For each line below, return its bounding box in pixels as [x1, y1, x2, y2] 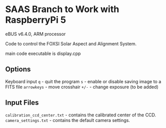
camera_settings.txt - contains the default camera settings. [5, 117, 130, 123]
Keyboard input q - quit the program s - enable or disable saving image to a [5, 78, 161, 84]
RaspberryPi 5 [5, 14, 67, 26]
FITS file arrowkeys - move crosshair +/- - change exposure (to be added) [5, 84, 159, 90]
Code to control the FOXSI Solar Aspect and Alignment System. [5, 40, 137, 46]
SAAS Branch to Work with [5, 4, 120, 15]
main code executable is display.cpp [5, 50, 81, 56]
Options [5, 65, 31, 74]
